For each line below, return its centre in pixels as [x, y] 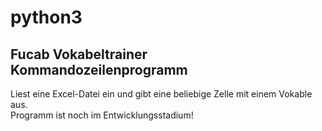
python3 [46, 17]
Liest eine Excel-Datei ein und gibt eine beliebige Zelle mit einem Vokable [161, 94]
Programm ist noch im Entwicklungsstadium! [102, 115]
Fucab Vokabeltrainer [79, 54]
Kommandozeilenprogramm [99, 69]
